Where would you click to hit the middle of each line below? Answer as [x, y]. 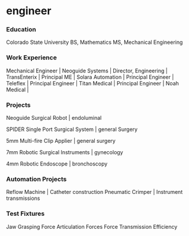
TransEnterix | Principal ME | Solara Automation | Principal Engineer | [90, 77]
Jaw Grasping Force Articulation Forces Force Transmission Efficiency [92, 227]
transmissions [23, 198]
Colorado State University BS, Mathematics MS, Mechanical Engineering [94, 42]
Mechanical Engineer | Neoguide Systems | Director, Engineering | [87, 71]
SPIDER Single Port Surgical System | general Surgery [72, 129]
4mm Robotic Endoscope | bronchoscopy [57, 164]
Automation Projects [36, 179]
